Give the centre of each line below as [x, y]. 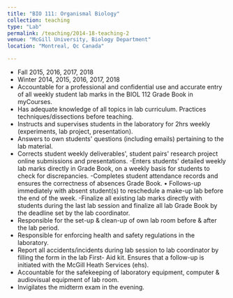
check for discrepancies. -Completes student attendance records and [118, 176]
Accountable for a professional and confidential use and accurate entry [120, 87]
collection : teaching [39, 20]
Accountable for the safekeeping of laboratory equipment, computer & [118, 272]
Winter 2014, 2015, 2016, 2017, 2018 [68, 80]
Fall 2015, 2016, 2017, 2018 [55, 72]
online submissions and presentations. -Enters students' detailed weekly [122, 161]
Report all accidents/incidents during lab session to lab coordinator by [118, 250]
